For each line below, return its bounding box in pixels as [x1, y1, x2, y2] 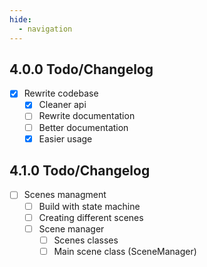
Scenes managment [23, 189, 107, 201]
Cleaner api [38, 99, 87, 111]
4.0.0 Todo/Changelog [9, 61, 154, 78]
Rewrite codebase [23, 87, 99, 100]
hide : [9, 14, 32, 25]
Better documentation [38, 121, 129, 133]
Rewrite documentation [38, 110, 136, 122]
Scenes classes [53, 234, 119, 246]
